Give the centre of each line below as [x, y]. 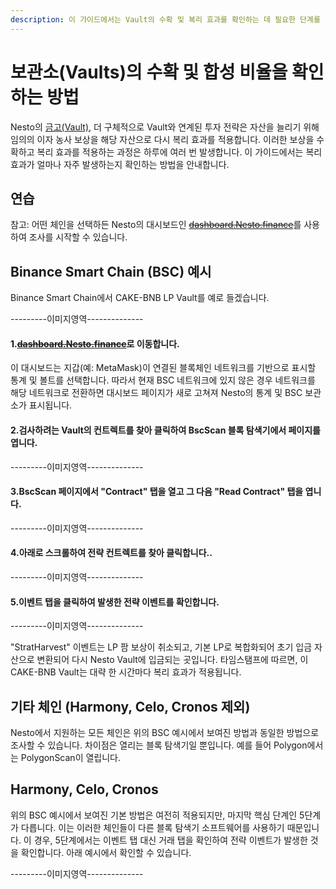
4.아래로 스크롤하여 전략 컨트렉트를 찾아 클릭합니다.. [111, 553]
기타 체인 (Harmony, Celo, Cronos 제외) [130, 706]
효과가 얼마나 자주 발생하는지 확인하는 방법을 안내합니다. [120, 164]
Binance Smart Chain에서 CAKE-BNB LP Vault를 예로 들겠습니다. [140, 298]
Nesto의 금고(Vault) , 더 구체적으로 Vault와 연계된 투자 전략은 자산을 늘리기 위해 [165, 127]
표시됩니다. [50, 405]
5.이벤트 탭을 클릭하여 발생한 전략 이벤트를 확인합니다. [115, 602]
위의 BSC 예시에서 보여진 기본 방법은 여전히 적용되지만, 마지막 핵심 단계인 [154, 815]
